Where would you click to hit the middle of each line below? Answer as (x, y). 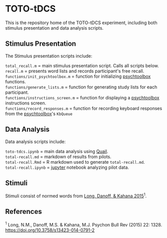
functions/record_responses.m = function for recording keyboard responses (84, 108)
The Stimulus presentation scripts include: (49, 56)
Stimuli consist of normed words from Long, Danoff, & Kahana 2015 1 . (76, 195)
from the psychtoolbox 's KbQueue (39, 113)
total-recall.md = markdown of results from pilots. (58, 157)
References (24, 212)
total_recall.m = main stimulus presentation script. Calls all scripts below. (82, 65)
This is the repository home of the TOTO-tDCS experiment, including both (81, 23)
